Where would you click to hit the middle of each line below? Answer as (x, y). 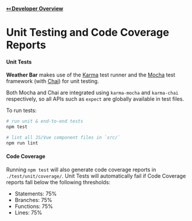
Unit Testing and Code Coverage (88, 33)
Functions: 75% (34, 206)
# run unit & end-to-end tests (45, 121)
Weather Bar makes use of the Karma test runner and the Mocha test (91, 75)
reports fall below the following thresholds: (58, 182)
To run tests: (21, 110)
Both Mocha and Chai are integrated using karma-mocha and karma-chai (92, 93)
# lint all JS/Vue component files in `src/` (63, 138)
